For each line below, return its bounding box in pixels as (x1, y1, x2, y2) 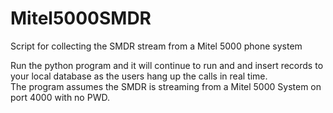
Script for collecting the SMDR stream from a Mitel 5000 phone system (10, 40, 303, 52)
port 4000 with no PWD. (10, 91, 110, 103)
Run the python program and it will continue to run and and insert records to (10, 59, 324, 71)
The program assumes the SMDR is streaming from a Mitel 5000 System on (10, 80, 322, 92)
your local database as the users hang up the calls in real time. (10, 70, 268, 82)
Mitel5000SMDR (10, 7, 152, 30)
